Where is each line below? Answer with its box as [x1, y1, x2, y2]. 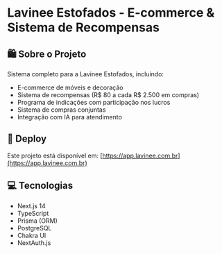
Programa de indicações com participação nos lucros [17, 99, 171, 106]
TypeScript [17, 209, 49, 217]
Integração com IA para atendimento [17, 113, 123, 121]
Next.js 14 [17, 201, 46, 210]
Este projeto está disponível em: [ [7, 151, 103, 160]
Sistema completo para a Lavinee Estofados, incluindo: [7, 70, 164, 78]
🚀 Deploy [7, 133, 47, 145]
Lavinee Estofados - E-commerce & [7, 5, 215, 21]
